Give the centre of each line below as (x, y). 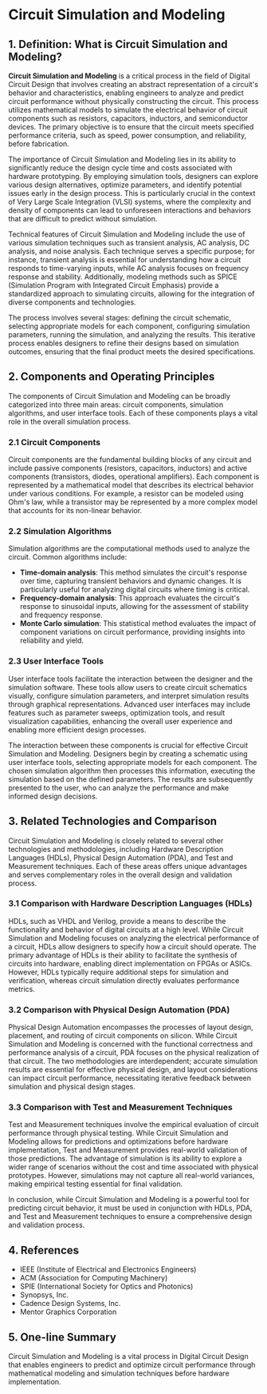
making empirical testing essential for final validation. (96, 1184)
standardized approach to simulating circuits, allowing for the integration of (132, 294)
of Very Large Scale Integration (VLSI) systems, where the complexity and (130, 202)
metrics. (22, 989)
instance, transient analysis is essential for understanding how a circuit (125, 260)
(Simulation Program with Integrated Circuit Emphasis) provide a (114, 285)
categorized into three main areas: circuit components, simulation (116, 404)
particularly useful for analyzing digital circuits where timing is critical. (135, 590)
